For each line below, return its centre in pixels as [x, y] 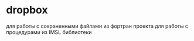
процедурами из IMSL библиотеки [49, 32]
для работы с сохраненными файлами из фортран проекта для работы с [97, 26]
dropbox [27, 10]
